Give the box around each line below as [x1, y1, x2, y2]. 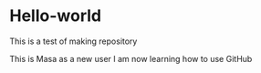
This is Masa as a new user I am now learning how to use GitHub [9, 53, 253, 64]
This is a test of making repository [9, 36, 138, 47]
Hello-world [9, 5, 102, 26]
